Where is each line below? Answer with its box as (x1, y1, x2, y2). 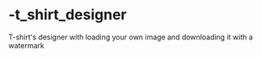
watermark (8, 40, 44, 50)
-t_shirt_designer (8, 6, 127, 24)
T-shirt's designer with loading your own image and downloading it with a (8, 32, 253, 42)
